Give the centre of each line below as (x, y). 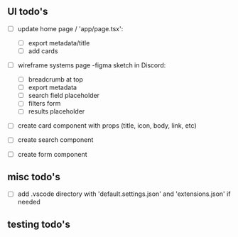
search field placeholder (64, 96)
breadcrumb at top (56, 79)
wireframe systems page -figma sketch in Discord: (92, 65)
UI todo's (28, 12)
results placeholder (56, 111)
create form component (52, 154)
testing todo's (39, 224)
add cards (43, 51)
